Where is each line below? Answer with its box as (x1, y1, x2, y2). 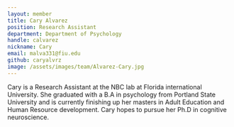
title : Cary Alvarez (7, 17, 69, 24)
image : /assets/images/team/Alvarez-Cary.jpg (7, 63, 144, 70)
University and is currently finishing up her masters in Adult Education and (7, 97, 225, 106)
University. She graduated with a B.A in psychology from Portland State (7, 90, 216, 99)
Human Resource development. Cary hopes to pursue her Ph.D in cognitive (7, 105, 227, 114)
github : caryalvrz (7, 57, 62, 64)
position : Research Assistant (7, 23, 97, 31)
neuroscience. (7, 113, 50, 121)
